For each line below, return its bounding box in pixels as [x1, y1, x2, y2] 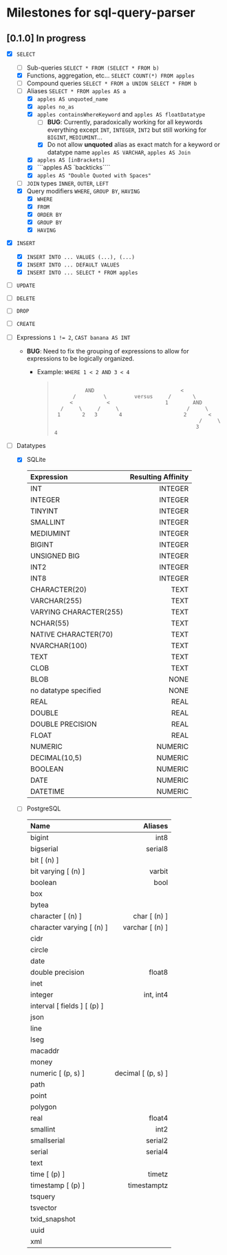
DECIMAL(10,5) [30, 753, 83, 763]
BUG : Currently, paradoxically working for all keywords [47, 118, 203, 126]
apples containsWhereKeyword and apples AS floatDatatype [36, 110, 206, 119]
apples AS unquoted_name [36, 96, 109, 103]
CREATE [16, 321, 36, 328]
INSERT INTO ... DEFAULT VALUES [26, 261, 120, 269]
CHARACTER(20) [30, 585, 87, 594]
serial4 [146, 1147, 169, 1157]
